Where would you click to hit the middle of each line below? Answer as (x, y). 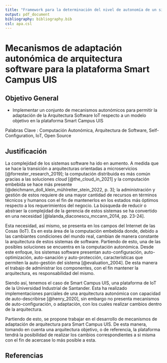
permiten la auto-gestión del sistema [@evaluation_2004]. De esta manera (81, 263)
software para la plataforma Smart (78, 69)
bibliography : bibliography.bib (39, 19)
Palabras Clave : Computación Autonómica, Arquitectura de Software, (77, 130)
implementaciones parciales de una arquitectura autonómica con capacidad (83, 293)
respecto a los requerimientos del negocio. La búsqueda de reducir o (76, 206)
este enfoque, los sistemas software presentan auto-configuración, (74, 252)
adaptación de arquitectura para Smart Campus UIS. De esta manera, (76, 324)
